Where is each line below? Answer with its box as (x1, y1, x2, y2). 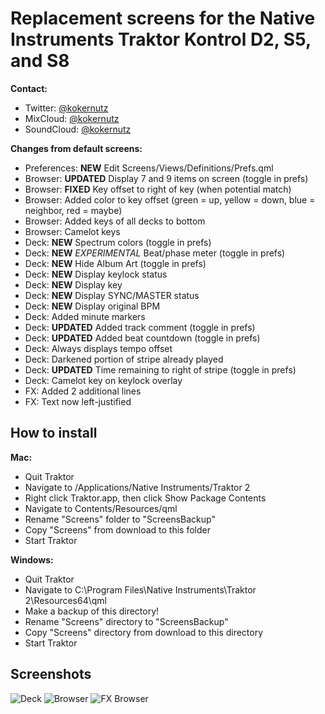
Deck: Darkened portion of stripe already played (24, 353, 224, 365)
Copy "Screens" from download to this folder (24, 523, 211, 536)
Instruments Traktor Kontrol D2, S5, (10, 28, 312, 51)
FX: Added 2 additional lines (24, 385, 142, 397)
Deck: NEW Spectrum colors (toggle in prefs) (24, 236, 212, 248)
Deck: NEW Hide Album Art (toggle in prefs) (24, 257, 207, 269)
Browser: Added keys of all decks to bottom (24, 215, 206, 227)
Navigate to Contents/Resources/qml (24, 502, 178, 514)
